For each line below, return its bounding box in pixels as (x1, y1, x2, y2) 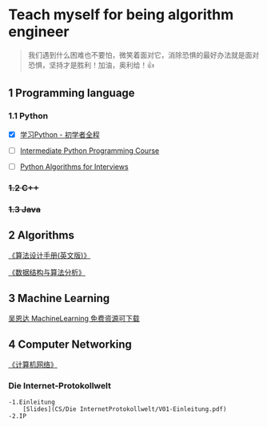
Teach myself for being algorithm (8, 6, 234, 24)
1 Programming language (8, 87, 135, 100)
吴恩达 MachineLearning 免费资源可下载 (8, 314, 140, 324)
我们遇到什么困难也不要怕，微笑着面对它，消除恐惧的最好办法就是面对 (27, 50, 260, 59)
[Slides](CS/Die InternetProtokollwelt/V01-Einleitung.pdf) (22, 405, 227, 413)
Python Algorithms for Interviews (19, 162, 130, 171)
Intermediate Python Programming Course (19, 146, 160, 155)
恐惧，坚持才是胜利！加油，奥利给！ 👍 (27, 60, 154, 70)
